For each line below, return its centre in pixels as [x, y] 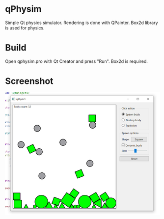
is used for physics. [25, 27]
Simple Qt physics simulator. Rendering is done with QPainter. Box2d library [82, 23]
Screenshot [29, 81]
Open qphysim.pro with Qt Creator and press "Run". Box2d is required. [77, 61]
